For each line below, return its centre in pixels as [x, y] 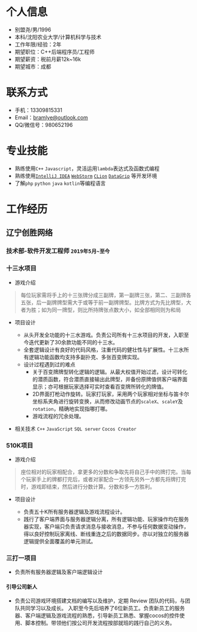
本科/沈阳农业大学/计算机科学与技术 [58, 37]
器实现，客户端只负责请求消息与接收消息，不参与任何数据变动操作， [106, 526]
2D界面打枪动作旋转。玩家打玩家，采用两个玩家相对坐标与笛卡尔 [111, 394]
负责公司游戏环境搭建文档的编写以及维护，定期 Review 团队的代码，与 [100, 601]
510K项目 [20, 445]
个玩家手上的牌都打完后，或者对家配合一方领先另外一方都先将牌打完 [103, 479]
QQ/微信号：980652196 [44, 125]
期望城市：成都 [33, 66]
